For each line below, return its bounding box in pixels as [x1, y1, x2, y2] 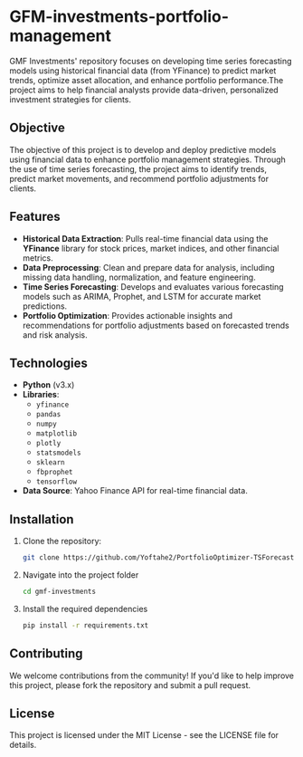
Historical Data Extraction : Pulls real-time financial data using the [22, 233, 269, 244]
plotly [35, 439, 62, 448]
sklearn [35, 458, 65, 467]
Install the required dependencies [22, 603, 148, 614]
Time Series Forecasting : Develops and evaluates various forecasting [22, 281, 284, 292]
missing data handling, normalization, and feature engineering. [22, 272, 256, 283]
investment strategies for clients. [9, 93, 132, 105]
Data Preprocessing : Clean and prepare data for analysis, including [22, 262, 275, 273]
